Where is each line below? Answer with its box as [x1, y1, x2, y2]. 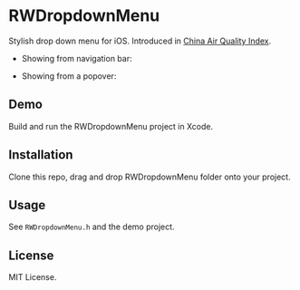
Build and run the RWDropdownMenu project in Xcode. [8, 121, 214, 131]
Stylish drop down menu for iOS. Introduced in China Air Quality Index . [8, 35, 272, 46]
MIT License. [8, 272, 57, 283]
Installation [8, 147, 73, 163]
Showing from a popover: [21, 70, 117, 82]
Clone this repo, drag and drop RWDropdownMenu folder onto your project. [8, 171, 291, 182]
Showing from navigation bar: [21, 53, 132, 63]
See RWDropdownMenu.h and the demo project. [8, 221, 175, 232]
